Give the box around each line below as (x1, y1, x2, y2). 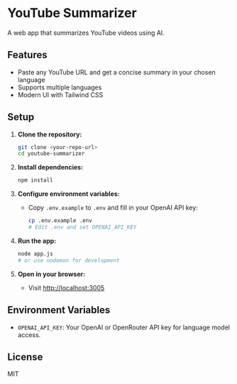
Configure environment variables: (17, 190, 120, 198)
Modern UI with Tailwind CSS (17, 90, 104, 99)
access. (17, 330, 41, 339)
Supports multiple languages (17, 83, 102, 92)
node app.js (17, 250, 53, 257)
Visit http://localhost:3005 (28, 283, 105, 292)
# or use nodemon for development (17, 257, 120, 264)
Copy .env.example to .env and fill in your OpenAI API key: (28, 204, 199, 212)
